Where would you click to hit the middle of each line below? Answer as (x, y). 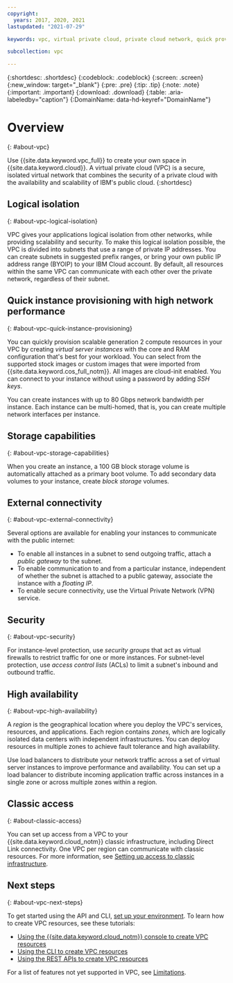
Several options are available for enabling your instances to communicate (112, 533)
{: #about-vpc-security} (41, 637)
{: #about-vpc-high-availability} (52, 711)
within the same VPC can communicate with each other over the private (110, 271)
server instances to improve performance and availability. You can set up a (114, 767)
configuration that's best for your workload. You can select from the (104, 356)
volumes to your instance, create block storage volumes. (88, 481)
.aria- (175, 92)
